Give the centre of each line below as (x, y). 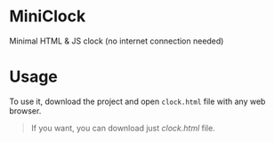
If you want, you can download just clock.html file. (123, 128)
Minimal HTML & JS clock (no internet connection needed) (117, 41)
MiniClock (48, 16)
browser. (25, 110)
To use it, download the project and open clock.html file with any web (137, 101)
